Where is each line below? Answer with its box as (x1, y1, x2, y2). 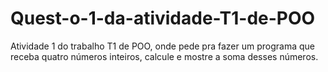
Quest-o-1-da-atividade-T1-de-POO (10, 7, 316, 30)
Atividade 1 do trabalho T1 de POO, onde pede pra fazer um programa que (10, 40, 315, 52)
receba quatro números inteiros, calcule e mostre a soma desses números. (10, 50, 319, 62)
